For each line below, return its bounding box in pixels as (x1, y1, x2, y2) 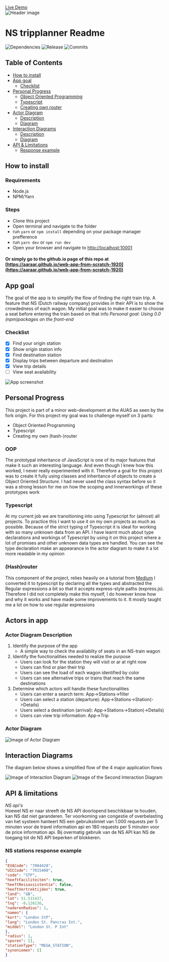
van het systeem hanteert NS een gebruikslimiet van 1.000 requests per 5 (5, 819, 158, 825)
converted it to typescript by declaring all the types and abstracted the (5, 580, 152, 586)
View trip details (12, 363, 46, 369)
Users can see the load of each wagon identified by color (20, 670, 140, 676)
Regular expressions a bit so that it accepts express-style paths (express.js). (5, 585, 164, 592)
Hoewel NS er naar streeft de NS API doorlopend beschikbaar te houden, (5, 808, 157, 814)
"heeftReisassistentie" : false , (5, 882, 73, 887)
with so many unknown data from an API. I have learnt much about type (5, 529, 154, 536)
